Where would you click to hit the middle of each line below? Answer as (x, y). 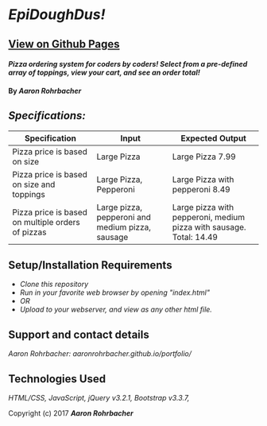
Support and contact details (79, 334)
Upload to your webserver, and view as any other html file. (116, 310)
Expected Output (213, 138)
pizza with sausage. (209, 227)
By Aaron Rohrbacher (45, 91)
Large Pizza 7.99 (204, 157)
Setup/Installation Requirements (90, 265)
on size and (34, 184)
